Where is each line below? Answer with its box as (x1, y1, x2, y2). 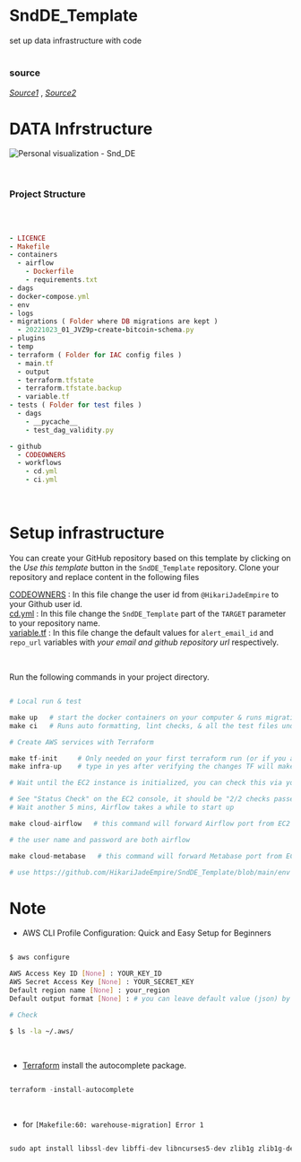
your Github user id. (9, 599, 82, 610)
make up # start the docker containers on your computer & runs (9, 713, 262, 722)
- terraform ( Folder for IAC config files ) (9, 350, 182, 359)
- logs (9, 309, 34, 318)
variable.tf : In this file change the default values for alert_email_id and (9, 628, 274, 638)
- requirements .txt (25, 276, 99, 285)
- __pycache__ (25, 417, 78, 427)
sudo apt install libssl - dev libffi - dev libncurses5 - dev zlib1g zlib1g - (9, 1144, 287, 1154)
